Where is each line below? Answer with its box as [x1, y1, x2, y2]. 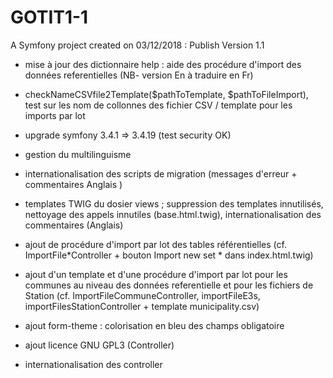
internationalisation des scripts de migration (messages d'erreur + [24, 167, 298, 180]
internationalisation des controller [24, 358, 163, 370]
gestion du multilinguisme [24, 148, 132, 160]
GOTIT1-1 [10, 6, 89, 29]
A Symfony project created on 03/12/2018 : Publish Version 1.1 [10, 39, 265, 51]
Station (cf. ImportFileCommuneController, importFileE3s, [24, 289, 261, 301]
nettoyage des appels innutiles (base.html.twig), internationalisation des [24, 208, 322, 220]
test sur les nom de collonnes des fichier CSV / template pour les [24, 99, 293, 111]
